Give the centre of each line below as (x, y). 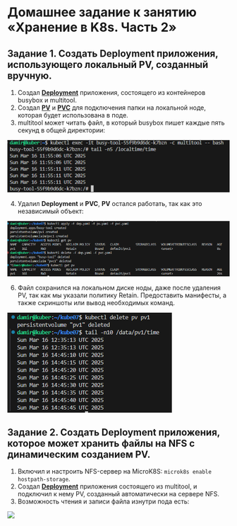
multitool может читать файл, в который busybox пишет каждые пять (121, 122)
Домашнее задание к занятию (102, 12)
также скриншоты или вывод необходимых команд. (96, 302)
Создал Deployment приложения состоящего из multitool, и (107, 486)
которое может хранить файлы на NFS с (101, 443)
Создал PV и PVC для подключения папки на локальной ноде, (112, 108)
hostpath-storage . (44, 479)
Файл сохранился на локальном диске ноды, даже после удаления (119, 287)
